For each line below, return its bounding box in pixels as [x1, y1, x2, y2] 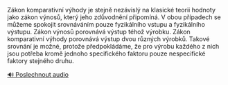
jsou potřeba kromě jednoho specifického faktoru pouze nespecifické [7, 49, 206, 58]
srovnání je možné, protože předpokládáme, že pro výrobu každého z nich [7, 42, 220, 50]
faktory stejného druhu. [7, 57, 74, 64]
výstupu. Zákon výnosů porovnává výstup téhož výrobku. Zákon [7, 27, 191, 36]
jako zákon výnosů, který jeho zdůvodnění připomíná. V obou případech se [7, 13, 221, 21]
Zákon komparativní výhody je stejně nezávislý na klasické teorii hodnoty [7, 6, 216, 14]
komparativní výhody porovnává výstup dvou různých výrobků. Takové [7, 35, 210, 43]
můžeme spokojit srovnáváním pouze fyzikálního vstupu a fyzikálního [7, 21, 206, 28]
